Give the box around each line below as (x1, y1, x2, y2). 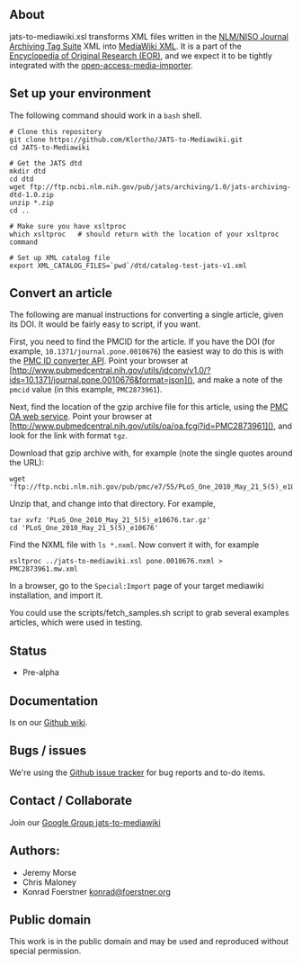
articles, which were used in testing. (9, 617, 143, 628)
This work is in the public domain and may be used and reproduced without (9, 936, 289, 947)
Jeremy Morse (22, 867, 76, 878)
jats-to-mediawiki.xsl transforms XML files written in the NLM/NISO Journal (9, 31, 289, 41)
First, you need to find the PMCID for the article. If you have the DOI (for (9, 337, 276, 347)
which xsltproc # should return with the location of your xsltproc (9, 230, 280, 239)
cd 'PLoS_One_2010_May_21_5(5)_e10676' (9, 524, 159, 533)
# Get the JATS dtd (9, 158, 83, 167)
